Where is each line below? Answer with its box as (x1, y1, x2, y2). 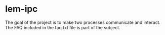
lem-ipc (5, 3, 38, 15)
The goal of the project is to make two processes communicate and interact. (5, 19, 161, 25)
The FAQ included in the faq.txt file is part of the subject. (5, 24, 121, 30)
